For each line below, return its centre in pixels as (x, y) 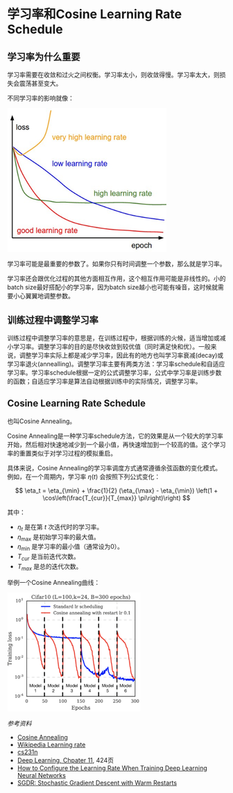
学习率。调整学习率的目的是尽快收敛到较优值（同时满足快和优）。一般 (112, 347)
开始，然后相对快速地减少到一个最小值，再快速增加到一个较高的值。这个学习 (116, 444)
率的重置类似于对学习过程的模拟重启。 (62, 453)
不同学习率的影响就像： (41, 98)
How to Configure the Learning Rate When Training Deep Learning (112, 768)
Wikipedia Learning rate (51, 745)
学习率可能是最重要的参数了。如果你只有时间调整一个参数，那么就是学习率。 (116, 264)
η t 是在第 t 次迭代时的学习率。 (60, 528)
